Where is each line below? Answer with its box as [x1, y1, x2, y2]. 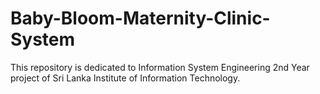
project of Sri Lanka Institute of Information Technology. [10, 72, 241, 84]
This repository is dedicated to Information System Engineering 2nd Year [10, 61, 310, 73]
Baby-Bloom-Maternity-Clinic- [10, 7, 271, 30]
